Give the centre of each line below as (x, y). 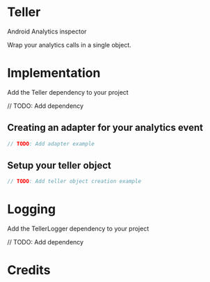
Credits (29, 271)
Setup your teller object (59, 165)
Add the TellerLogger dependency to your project (78, 229)
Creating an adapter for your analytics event (105, 128)
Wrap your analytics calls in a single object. (70, 45)
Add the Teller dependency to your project (68, 92)
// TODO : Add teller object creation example (74, 182)
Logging (32, 209)
